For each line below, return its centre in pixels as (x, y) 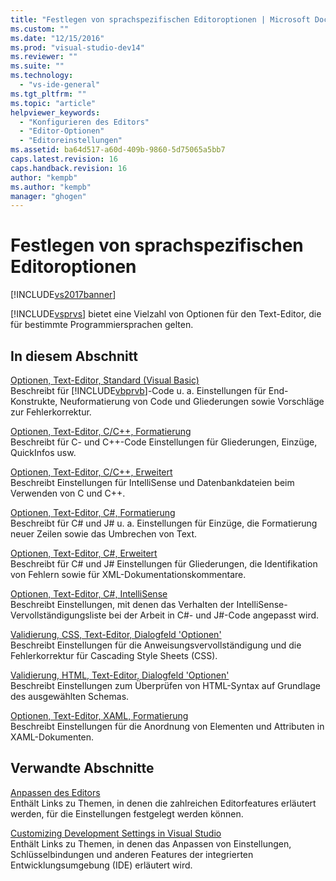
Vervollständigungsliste (58, 615)
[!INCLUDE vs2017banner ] (63, 295)
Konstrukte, (34, 401)
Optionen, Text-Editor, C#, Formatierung (93, 512)
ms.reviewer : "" (44, 57)
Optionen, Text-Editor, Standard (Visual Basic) (105, 380)
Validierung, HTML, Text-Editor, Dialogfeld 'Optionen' (120, 675)
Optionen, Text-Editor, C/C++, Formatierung (101, 431)
